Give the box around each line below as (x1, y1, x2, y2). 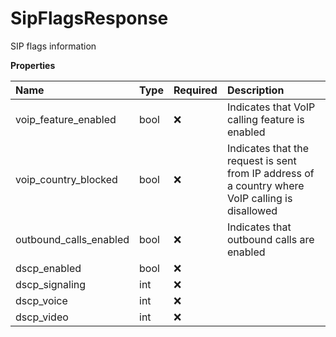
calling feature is (226, 112, 305, 126)
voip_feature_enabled (15, 112, 117, 126)
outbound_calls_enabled (15, 232, 130, 246)
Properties (10, 59, 56, 71)
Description (226, 83, 285, 97)
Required (173, 83, 218, 97)
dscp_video (15, 310, 69, 324)
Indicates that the (226, 141, 310, 155)
